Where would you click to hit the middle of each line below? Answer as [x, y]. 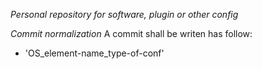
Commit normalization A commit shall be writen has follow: [131, 33]
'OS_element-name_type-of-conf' [94, 53]
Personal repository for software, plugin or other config [124, 14]
